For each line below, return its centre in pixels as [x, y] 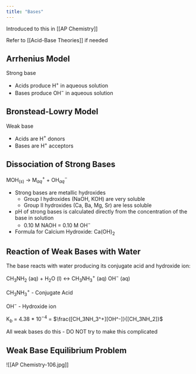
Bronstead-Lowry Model [52, 111]
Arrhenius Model [38, 59]
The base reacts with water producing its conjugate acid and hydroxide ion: [99, 266]
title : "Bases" [25, 12]
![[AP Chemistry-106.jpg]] [37, 365]
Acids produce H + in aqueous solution [61, 85]
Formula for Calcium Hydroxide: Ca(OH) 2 [65, 232]
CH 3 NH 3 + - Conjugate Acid [39, 293]
